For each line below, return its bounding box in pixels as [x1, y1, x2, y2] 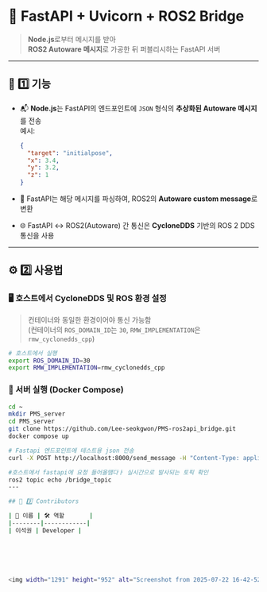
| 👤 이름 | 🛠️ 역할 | [8, 512, 94, 520]
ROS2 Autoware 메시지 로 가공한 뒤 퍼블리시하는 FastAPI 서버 [27, 44, 221, 54]
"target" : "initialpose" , [27, 149, 113, 157]
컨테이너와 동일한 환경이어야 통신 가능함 [27, 315, 152, 324]
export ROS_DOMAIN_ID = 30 [8, 357, 91, 365]
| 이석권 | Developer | [8, 526, 82, 535]
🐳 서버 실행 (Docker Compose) [8, 385, 125, 396]
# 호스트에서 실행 [8, 349, 58, 357]
